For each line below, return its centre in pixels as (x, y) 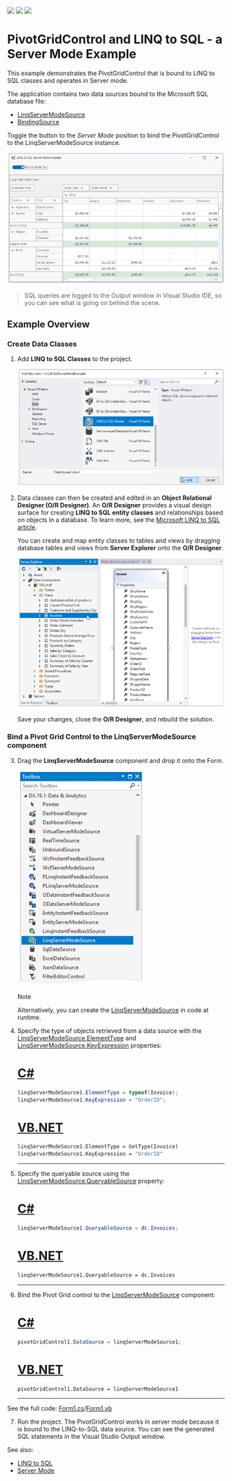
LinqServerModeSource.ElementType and (77, 1038)
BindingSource (38, 122)
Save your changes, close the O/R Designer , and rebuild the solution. (116, 719)
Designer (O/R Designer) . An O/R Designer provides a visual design (114, 505)
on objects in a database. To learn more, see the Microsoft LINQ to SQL (118, 520)
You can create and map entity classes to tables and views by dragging (119, 541)
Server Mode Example (72, 54)
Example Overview (48, 325)
